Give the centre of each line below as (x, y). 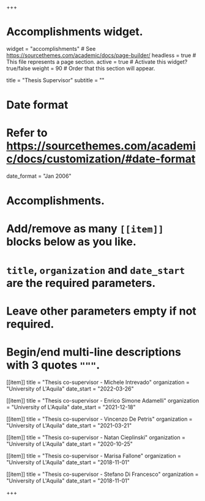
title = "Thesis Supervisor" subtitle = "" (56, 80)
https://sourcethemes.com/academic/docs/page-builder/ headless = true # (101, 55)
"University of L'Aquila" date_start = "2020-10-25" (70, 444)
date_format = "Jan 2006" (39, 176)
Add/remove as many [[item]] (85, 229)
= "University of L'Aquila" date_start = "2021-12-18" (71, 407)
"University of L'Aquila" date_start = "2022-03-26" (70, 388)
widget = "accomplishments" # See (51, 48)
